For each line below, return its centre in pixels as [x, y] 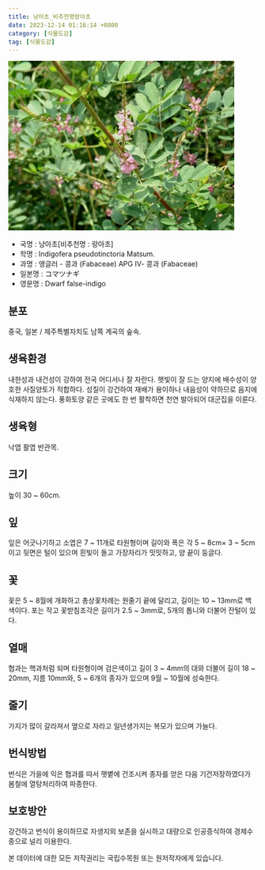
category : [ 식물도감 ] [40, 33]
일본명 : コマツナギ [50, 274]
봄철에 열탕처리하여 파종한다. [53, 784]
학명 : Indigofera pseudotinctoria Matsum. [87, 254]
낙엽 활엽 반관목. [34, 447]
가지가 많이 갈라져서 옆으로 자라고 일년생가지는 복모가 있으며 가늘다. [113, 726]
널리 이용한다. [50, 842]
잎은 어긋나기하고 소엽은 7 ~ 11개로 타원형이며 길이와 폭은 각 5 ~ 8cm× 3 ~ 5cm [132, 543]
